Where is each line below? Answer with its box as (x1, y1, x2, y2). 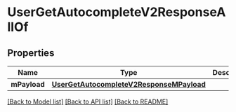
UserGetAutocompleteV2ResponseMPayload (51, 80, 206, 89)
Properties (7, 47, 55, 59)
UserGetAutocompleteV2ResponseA (7, 4, 226, 20)
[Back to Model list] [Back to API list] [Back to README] (7, 97, 169, 106)
